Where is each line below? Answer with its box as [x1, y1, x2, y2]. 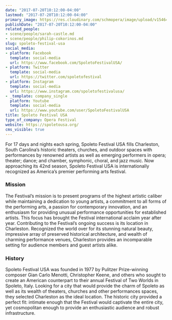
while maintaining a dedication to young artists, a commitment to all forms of [5, 198, 167, 204]
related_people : [5, 27, 40, 32]
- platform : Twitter [5, 65, 50, 70]
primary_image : [5, 17, 38, 22]
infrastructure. [5, 310, 36, 316]
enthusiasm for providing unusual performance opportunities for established [5, 209, 166, 215]
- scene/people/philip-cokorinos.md [5, 36, 83, 42]
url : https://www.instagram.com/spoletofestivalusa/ [10, 88, 125, 94]
